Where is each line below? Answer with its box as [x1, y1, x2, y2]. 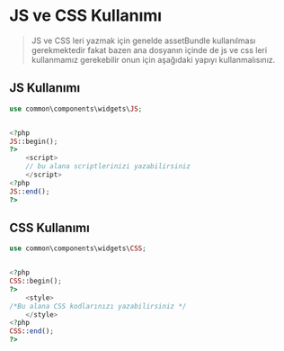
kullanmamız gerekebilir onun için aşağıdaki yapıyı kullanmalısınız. [31, 54, 276, 65]
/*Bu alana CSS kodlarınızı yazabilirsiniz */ [9, 301, 187, 310]
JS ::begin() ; [9, 137, 58, 146]
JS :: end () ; [9, 186, 50, 196]
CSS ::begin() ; [9, 276, 63, 286]
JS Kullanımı [9, 80, 81, 95]
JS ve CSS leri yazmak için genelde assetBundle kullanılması [31, 35, 256, 46]
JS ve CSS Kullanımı [9, 5, 163, 26]
